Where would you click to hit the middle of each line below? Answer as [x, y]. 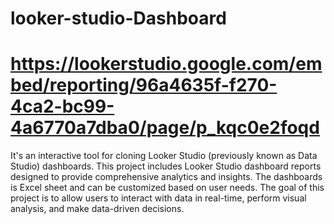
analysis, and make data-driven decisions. [97, 209]
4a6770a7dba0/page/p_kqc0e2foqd [165, 128]
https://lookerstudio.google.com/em [166, 64]
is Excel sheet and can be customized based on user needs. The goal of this [167, 188]
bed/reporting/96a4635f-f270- [144, 85]
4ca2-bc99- [62, 106]
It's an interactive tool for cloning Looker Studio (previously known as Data [164, 156]
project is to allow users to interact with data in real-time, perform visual [158, 198]
